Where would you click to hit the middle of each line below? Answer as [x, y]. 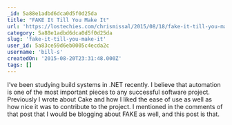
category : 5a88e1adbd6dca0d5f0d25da [60, 33]
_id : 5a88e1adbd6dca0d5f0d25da [52, 13]
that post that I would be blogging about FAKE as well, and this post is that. [113, 114]
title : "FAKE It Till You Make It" [58, 20]
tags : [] [20, 65]
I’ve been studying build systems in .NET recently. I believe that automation [114, 84]
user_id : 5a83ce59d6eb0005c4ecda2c [58, 46]
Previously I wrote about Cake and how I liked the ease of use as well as [110, 99]
